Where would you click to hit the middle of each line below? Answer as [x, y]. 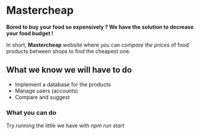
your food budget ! [30, 33]
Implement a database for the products [63, 84]
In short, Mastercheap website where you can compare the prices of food [98, 45]
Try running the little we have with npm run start [65, 125]
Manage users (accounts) [47, 91]
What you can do [31, 112]
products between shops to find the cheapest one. [68, 51]
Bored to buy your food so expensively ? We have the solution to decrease [100, 27]
